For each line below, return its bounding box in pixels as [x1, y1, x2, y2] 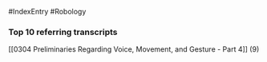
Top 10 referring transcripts [8, 26, 118, 37]
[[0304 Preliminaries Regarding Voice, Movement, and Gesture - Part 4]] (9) [8, 45, 260, 54]
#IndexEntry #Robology [8, 7, 87, 16]
